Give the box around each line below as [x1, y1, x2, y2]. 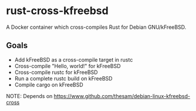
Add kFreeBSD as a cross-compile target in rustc [14, 56, 133, 63]
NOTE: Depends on [6, 92, 53, 99]
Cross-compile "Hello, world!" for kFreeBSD [14, 62, 121, 69]
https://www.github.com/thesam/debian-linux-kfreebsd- [53, 92, 191, 99]
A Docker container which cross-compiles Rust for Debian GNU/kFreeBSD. [6, 23, 187, 31]
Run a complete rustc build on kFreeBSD [14, 75, 113, 82]
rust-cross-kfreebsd [6, 4, 109, 18]
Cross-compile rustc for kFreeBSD [14, 69, 98, 76]
